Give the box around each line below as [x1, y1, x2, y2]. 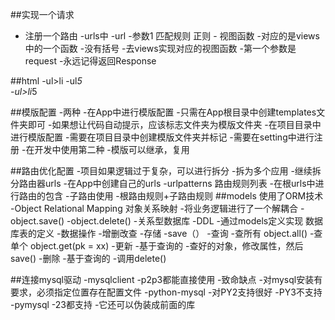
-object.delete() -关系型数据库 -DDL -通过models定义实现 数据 [66, 215, 324, 227]
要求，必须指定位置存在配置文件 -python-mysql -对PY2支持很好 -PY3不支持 [10, 286, 323, 298]
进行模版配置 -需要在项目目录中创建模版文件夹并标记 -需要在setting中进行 [10, 131, 315, 143]
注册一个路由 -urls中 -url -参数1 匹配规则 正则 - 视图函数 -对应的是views [24, 30, 320, 42]
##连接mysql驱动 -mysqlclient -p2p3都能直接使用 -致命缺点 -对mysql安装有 [10, 274, 323, 285]
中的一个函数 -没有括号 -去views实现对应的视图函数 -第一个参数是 [24, 43, 297, 54]
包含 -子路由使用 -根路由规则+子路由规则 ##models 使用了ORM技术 [44, 190, 324, 202]
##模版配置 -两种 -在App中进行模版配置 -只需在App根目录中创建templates [10, 106, 317, 118]
